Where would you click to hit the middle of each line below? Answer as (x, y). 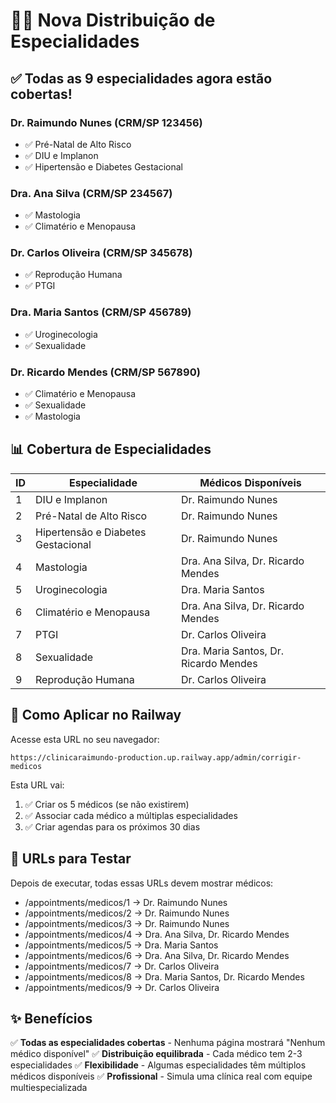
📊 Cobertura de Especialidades (111, 449)
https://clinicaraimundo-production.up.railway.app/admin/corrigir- (156, 757)
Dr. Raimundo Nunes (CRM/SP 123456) (106, 122)
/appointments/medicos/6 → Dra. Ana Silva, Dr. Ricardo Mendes (157, 955)
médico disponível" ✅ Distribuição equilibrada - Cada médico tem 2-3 (156, 1054)
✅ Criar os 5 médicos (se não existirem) (107, 804)
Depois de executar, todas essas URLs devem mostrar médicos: (142, 883)
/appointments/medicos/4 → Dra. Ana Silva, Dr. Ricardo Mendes (157, 934)
